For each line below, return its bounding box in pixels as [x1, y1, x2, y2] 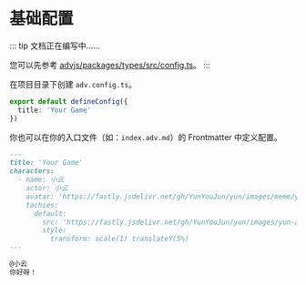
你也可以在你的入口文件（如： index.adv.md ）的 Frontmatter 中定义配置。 [9, 131, 282, 142]
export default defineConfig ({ [9, 97, 128, 106]
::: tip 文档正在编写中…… [9, 40, 100, 51]
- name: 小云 [17, 175, 65, 185]
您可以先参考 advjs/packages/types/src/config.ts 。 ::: [9, 59, 211, 70]
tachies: [25, 200, 59, 209]
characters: [9, 167, 55, 176]
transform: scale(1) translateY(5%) [49, 234, 189, 244]
